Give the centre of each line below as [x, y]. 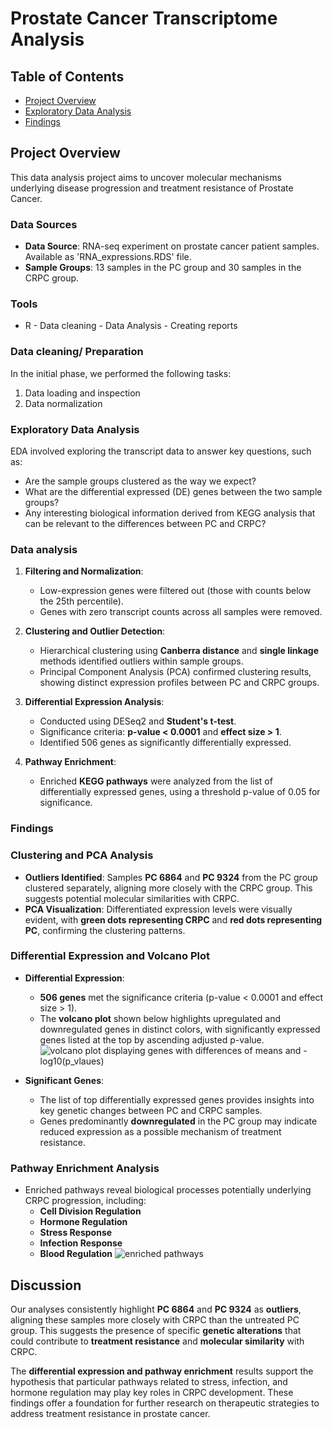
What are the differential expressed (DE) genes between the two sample [173, 491]
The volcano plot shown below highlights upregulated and [160, 1018]
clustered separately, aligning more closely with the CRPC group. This [168, 888]
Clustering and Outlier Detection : [95, 631]
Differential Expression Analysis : [94, 702]
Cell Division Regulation [90, 1211]
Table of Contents [67, 76]
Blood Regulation [76, 1254]
